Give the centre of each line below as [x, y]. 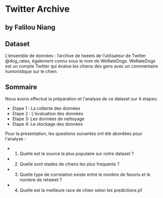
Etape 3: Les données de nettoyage [48, 119]
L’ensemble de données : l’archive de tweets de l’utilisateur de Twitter [76, 56]
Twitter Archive [37, 9]
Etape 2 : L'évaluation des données [48, 114]
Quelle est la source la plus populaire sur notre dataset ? [77, 154]
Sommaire [21, 87]
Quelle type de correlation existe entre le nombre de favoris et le [85, 175]
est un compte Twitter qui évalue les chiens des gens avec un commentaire [82, 66]
